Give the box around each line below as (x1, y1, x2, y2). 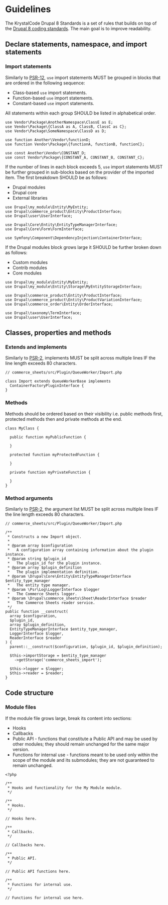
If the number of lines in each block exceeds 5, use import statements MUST (5, 163, 163, 169)
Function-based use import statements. (12, 95, 94, 101)
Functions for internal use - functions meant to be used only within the (12, 752, 158, 758)
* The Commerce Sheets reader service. (7, 600, 95, 605)
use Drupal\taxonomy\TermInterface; (5, 310, 82, 315)
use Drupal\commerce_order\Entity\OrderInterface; (5, 302, 113, 307)
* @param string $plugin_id (7, 556, 66, 561)
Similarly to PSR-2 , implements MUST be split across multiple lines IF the (5, 355, 156, 361)
